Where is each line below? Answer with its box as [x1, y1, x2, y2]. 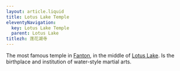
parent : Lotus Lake [11, 31, 59, 36]
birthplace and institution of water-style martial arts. [6, 58, 132, 65]
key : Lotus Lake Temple [11, 25, 69, 31]
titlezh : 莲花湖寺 [6, 36, 48, 42]
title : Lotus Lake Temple [6, 14, 69, 20]
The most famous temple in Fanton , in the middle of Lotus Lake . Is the [6, 52, 175, 59]
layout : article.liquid [6, 8, 64, 15]
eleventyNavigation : [6, 19, 57, 25]
